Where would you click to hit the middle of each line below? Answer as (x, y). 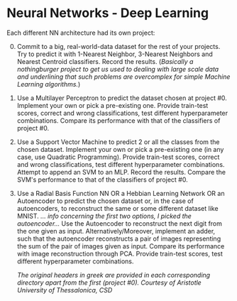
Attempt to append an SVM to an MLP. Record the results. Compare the (121, 172)
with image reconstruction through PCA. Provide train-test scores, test (120, 253)
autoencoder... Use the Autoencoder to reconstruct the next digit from (120, 223)
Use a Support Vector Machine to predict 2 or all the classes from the (118, 142)
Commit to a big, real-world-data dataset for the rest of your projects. (118, 46)
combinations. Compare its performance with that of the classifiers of (118, 120)
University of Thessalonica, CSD (65, 290)
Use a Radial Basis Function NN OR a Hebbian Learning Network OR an (121, 193)
